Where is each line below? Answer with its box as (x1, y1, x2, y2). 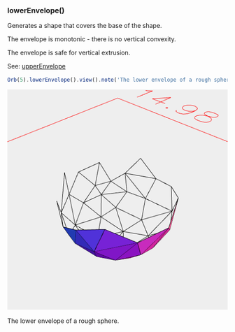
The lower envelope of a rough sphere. (7, 317, 120, 325)
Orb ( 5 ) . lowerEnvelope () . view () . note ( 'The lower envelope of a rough (7, 76, 211, 84)
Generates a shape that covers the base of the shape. (7, 22, 162, 30)
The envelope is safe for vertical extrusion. (7, 48, 131, 57)
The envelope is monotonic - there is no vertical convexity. (7, 35, 176, 43)
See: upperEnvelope (7, 62, 66, 71)
